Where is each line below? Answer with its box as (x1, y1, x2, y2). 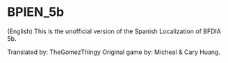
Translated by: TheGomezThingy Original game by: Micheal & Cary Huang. (7, 48, 221, 56)
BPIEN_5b (7, 4, 65, 20)
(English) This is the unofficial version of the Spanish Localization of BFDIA (7, 27, 221, 35)
